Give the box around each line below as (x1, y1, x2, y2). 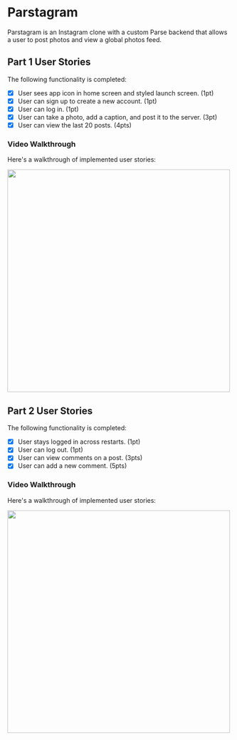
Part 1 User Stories (7, 56, 91, 68)
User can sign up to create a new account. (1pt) (17, 97, 157, 105)
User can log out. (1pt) (17, 446, 83, 454)
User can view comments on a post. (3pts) (17, 454, 143, 462)
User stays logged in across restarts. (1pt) (17, 437, 141, 446)
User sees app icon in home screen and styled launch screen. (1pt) (17, 88, 214, 97)
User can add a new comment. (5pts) (17, 462, 127, 470)
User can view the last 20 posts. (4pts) (17, 121, 132, 129)
